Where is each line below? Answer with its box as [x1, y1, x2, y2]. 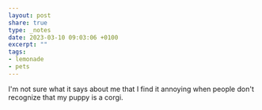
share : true [8, 19, 47, 27]
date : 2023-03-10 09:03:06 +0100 [8, 33, 119, 42]
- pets [8, 63, 30, 71]
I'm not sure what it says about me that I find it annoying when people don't [8, 84, 255, 93]
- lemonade [8, 56, 44, 64]
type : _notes [8, 26, 51, 34]
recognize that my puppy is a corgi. [8, 92, 124, 102]
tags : [8, 48, 26, 56]
